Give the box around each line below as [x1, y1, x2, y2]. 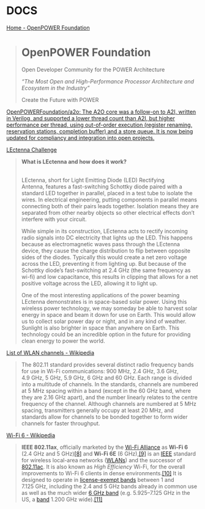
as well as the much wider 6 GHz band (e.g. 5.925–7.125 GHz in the [21, 489, 190, 496]
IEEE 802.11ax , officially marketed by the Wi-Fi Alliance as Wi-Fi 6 [21, 443, 188, 451]
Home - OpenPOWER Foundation [6, 24, 90, 31]
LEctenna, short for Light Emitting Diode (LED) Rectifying [21, 176, 165, 184]
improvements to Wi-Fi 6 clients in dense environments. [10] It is [21, 469, 182, 476]
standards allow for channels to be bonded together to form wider [21, 413, 188, 421]
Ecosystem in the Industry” [21, 84, 90, 91]
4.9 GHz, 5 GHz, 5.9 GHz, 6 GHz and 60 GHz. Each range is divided [21, 374, 192, 381]
